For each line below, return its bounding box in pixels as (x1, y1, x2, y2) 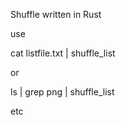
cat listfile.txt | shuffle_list (10, 47, 116, 59)
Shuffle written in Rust (10, 9, 102, 20)
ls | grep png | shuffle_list (10, 86, 115, 98)
